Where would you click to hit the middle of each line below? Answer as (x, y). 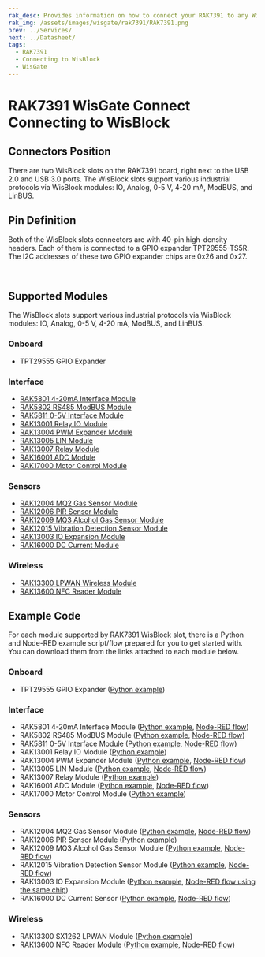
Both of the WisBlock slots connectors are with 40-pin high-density (118, 239)
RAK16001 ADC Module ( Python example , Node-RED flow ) (114, 785)
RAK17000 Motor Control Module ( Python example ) (103, 794)
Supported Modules (58, 296)
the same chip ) (44, 890)
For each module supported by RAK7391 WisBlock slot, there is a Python (126, 635)
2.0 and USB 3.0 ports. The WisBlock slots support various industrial (119, 179)
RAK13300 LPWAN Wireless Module (78, 583)
